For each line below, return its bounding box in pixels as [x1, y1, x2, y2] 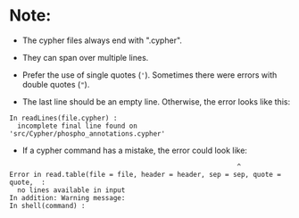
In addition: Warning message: [9, 193, 126, 202]
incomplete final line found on [17, 122, 138, 130]
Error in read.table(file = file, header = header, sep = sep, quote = [9, 170, 281, 179]
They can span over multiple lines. [21, 52, 149, 63]
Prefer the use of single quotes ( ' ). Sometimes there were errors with [21, 69, 278, 80]
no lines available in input [17, 185, 126, 195]
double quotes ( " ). [21, 79, 90, 89]
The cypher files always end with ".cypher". [21, 35, 183, 46]
